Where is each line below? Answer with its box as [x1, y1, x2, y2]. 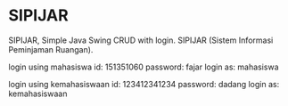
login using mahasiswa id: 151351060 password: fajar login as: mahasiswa [8, 61, 279, 72]
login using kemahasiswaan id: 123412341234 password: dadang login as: [8, 78, 280, 89]
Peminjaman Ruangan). [8, 44, 94, 54]
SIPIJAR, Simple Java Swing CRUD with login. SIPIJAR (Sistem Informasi [8, 35, 274, 45]
